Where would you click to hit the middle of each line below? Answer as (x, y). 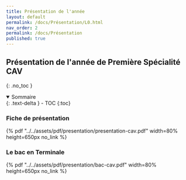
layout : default (26, 17)
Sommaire (24, 96)
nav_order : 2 (22, 28)
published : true (26, 39)
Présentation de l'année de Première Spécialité (93, 62)
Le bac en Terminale (35, 153)
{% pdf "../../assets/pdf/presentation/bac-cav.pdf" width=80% (81, 165)
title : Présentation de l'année (45, 11)
